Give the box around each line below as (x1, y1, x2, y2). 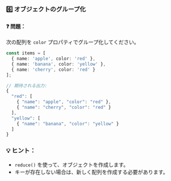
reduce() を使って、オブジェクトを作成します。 (14, 161, 129, 168)
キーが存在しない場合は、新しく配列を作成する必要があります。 (14, 168, 169, 175)
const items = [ (6, 50, 46, 56)
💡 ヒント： (6, 146, 36, 155)
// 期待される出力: (6, 83, 47, 88)
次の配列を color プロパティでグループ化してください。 (6, 39, 139, 46)
